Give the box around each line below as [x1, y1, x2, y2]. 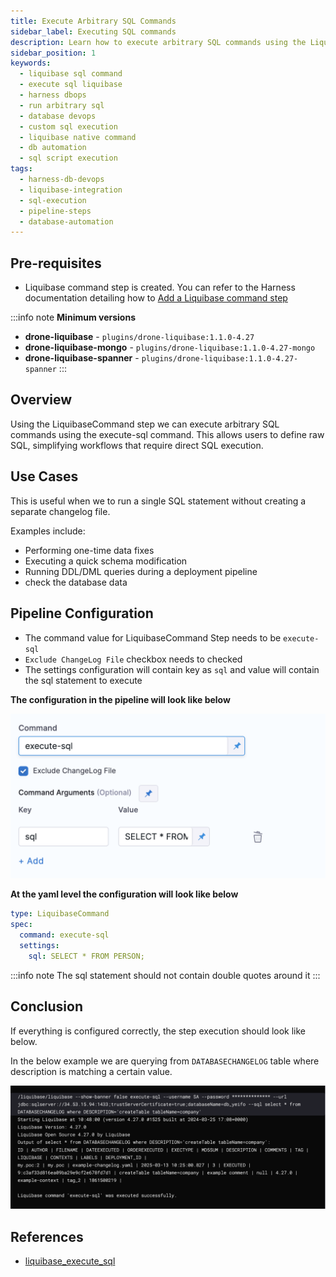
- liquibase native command [19, 132, 137, 142]
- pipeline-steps [19, 206, 92, 216]
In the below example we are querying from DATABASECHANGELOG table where [10, 1055, 320, 1067]
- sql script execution [19, 153, 118, 164]
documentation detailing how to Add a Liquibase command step [24, 292, 288, 304]
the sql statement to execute [24, 674, 143, 686]
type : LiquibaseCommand [10, 909, 110, 919]
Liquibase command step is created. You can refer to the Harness [24, 281, 296, 294]
